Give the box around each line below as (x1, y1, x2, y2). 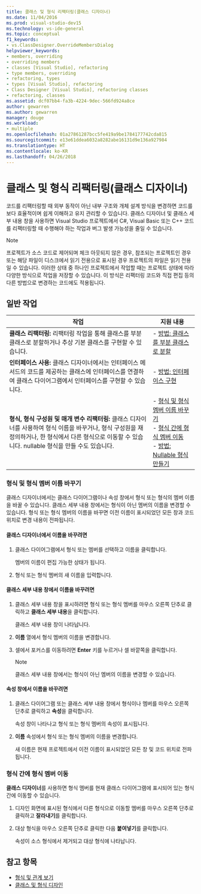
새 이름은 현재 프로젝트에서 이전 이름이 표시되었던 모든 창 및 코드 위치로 (14, 746, 181, 753)
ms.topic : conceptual (6, 31, 60, 37)
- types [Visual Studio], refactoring (6, 82, 103, 88)
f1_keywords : (6, 37, 39, 43)
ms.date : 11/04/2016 (6, 14, 58, 20)
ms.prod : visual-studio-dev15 (6, 20, 82, 26)
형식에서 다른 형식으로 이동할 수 (47, 433, 131, 441)
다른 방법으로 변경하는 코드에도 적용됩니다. (6, 279, 106, 287)
